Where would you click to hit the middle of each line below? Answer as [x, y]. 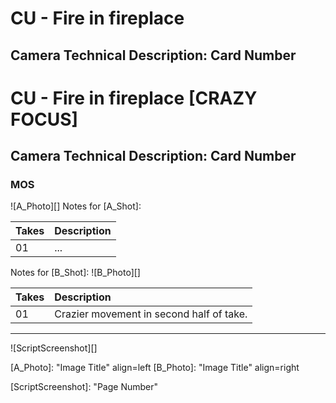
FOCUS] [44, 119]
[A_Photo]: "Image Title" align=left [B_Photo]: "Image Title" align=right [155, 368]
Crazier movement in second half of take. [151, 314]
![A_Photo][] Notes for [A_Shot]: [76, 206]
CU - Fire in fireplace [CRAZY [134, 98]
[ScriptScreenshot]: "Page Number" [84, 387]
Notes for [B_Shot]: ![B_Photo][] [75, 273]
